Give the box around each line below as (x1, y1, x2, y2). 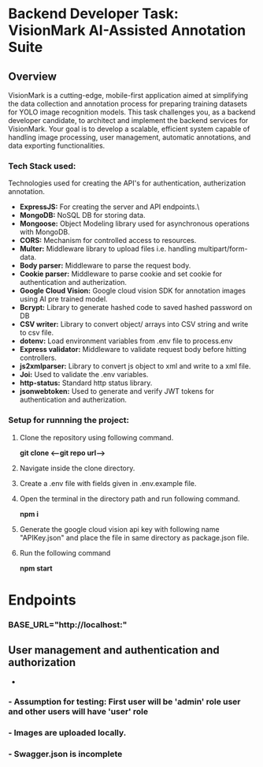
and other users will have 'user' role (8, 706, 148, 717)
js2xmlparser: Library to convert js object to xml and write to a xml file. (19, 361, 251, 371)
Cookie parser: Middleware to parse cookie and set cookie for (19, 269, 223, 279)
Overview (8, 69, 57, 83)
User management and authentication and (8, 644, 220, 657)
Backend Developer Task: (8, 5, 179, 23)
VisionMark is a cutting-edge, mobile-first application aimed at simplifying (8, 91, 249, 99)
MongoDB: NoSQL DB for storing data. (19, 211, 146, 220)
